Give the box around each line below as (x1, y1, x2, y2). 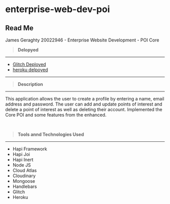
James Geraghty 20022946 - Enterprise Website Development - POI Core (5, 37, 159, 43)
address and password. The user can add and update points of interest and (5, 101, 163, 107)
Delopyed (17, 47, 39, 53)
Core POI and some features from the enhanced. (5, 112, 107, 118)
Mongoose (12, 178, 35, 184)
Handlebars (12, 183, 37, 189)
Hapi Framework (12, 146, 47, 152)
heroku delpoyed (12, 67, 48, 73)
